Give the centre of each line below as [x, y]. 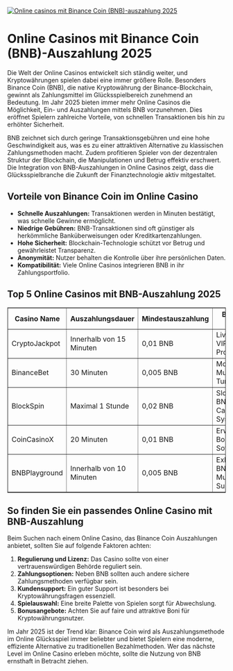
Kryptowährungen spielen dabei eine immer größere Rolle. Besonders [107, 80]
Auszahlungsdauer [103, 318]
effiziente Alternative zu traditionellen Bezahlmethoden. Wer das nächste [111, 647]
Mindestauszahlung [175, 318]
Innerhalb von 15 [98, 339]
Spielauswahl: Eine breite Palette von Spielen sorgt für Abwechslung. [117, 604]
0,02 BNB [158, 406]
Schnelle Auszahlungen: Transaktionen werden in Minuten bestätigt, [116, 213]
